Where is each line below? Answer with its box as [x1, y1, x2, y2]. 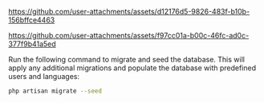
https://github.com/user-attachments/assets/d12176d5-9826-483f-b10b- [8, 7, 250, 16]
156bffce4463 [8, 15, 55, 25]
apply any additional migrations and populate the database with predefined [8, 63, 257, 73]
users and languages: [8, 72, 80, 81]
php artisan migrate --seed [8, 87, 103, 95]
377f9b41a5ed [8, 39, 56, 49]
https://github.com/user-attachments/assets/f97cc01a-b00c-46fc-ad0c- [8, 31, 250, 40]
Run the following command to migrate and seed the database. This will [8, 55, 245, 64]
